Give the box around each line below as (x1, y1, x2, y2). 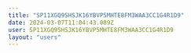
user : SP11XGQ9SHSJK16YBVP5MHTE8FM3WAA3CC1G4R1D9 (8, 26, 174, 34)
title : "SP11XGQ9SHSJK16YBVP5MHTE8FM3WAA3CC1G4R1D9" (8, 11, 185, 19)
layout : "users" (8, 33, 61, 41)
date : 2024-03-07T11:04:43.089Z (8, 19, 114, 26)
